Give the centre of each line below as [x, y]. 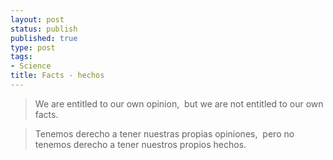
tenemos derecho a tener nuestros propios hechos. [140, 144]
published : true [44, 38]
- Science [31, 66]
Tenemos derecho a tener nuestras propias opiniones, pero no [164, 133]
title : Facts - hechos [57, 76]
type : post [33, 47]
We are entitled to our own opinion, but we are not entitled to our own [179, 103]
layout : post [37, 19]
